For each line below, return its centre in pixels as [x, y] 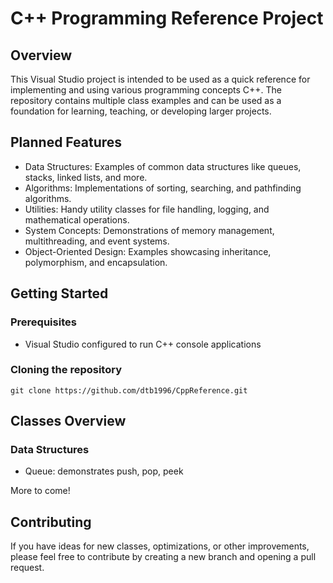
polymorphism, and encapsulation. [96, 262]
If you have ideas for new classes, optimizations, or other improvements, [160, 546]
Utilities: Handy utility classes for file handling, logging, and [147, 209]
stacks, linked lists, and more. [86, 177]
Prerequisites [43, 322]
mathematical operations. [77, 219]
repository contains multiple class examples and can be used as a [146, 100]
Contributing [51, 522]
